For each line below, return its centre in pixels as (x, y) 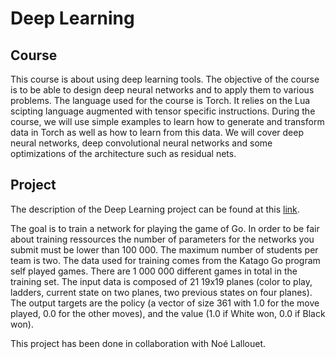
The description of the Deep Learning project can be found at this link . (155, 209)
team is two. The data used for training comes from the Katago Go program (165, 260)
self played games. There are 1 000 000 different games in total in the (154, 271)
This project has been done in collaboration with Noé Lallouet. (138, 343)
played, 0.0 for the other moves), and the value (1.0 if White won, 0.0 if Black (168, 313)
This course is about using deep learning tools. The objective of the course (165, 79)
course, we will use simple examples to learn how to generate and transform (167, 121)
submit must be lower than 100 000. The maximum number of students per (164, 249)
